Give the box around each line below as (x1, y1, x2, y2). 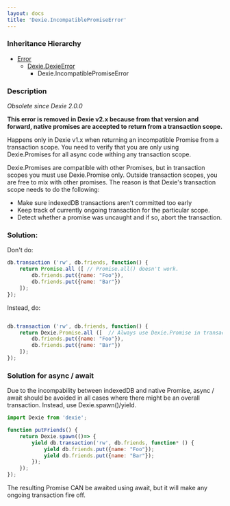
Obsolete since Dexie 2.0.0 (7, 102, 84, 110)
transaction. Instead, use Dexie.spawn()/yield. (7, 401, 137, 409)
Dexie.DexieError (27, 62, 75, 70)
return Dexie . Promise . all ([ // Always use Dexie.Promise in (19, 329, 201, 336)
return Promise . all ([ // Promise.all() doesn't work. (19, 265, 179, 273)
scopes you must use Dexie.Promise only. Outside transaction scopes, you (7, 171, 218, 179)
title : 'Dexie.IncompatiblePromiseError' (7, 16, 127, 23)
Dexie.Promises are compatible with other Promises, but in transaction (7, 164, 205, 172)
